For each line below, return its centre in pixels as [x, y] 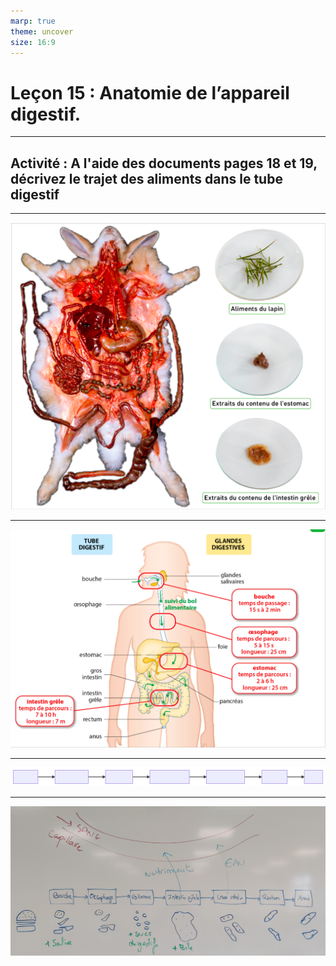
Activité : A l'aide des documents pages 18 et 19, [164, 163]
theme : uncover [42, 31]
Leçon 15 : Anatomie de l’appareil [150, 92]
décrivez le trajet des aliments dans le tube [146, 178]
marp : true [33, 21]
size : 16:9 [33, 42]
